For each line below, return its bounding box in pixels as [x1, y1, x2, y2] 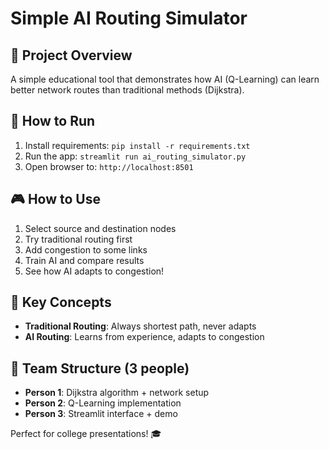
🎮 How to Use [10, 191, 101, 208]
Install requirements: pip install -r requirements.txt [24, 139, 251, 151]
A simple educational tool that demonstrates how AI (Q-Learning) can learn [10, 73, 320, 85]
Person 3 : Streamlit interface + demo [24, 408, 178, 420]
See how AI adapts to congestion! [24, 265, 165, 277]
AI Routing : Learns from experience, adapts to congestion [24, 331, 265, 343]
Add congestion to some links [24, 243, 148, 256]
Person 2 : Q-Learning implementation [24, 397, 182, 409]
